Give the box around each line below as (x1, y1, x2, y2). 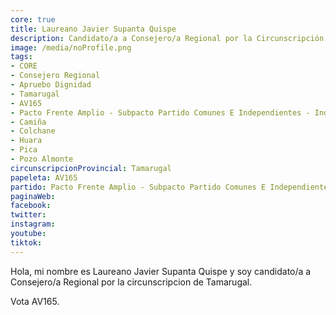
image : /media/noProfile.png (10, 42, 132, 53)
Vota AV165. (10, 295, 60, 307)
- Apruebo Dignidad (10, 80, 92, 90)
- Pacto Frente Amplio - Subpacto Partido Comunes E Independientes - (10, 107, 311, 118)
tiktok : (10, 237, 43, 248)
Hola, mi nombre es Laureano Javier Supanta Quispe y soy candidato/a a (10, 265, 312, 277)
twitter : (10, 210, 47, 220)
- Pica (10, 145, 38, 155)
